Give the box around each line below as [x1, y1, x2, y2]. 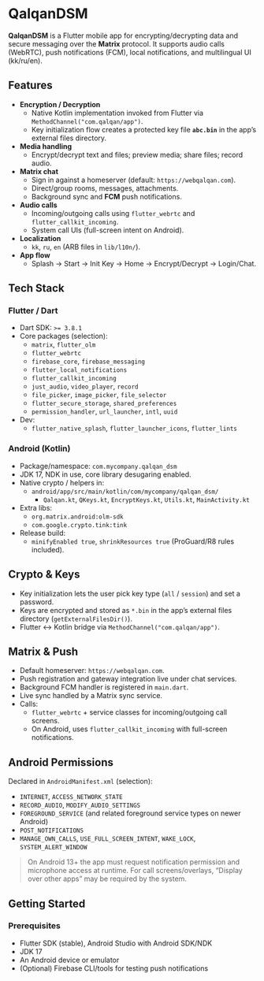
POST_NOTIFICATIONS [19, 827, 84, 835]
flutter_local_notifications [31, 366, 128, 374]
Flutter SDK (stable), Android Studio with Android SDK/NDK [19, 938, 213, 948]
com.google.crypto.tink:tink [31, 521, 128, 529]
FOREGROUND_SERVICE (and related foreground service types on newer [19, 808, 241, 818]
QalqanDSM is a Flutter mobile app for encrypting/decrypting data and [8, 31, 239, 40]
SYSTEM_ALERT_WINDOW [19, 844, 87, 852]
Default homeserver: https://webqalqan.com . [19, 666, 165, 675]
